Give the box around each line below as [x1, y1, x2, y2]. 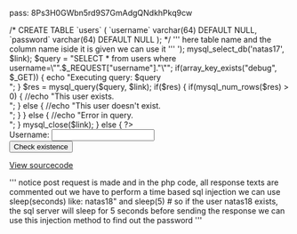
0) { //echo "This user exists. [9, 91, 115, 101]
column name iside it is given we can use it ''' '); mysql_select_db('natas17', [9, 44, 285, 54]
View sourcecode [9, 160, 74, 170]
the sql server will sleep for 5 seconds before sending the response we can [9, 206, 285, 216]
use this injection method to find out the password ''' [9, 215, 203, 225]
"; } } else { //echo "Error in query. [9, 110, 133, 120]
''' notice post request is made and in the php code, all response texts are [9, 177, 279, 188]
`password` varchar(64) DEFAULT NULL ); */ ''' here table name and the [9, 35, 272, 44]
